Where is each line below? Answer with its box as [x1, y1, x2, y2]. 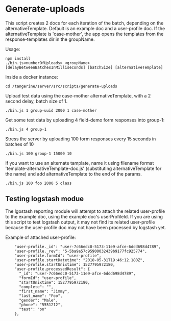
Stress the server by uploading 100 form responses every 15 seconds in [5, 136, 156, 142]
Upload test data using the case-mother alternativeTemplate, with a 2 [5, 92, 151, 98]
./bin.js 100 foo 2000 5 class [5, 181, 72, 186]
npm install [5, 56, 31, 61]
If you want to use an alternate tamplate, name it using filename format [5, 160, 154, 166]
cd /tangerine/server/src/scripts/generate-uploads [5, 84, 117, 89]
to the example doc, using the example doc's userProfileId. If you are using [5, 213, 163, 219]
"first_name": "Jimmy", [18, 289, 70, 294]
